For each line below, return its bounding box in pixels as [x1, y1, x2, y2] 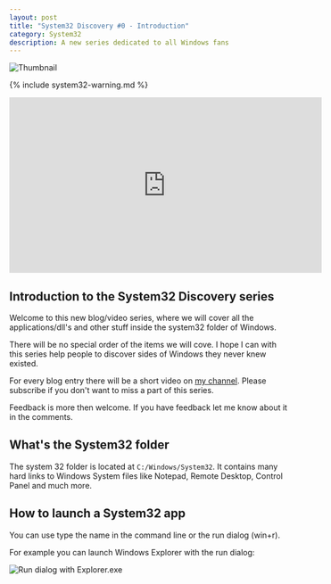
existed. [9, 358, 38, 369]
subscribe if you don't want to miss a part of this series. [9, 385, 214, 396]
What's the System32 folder [9, 438, 170, 453]
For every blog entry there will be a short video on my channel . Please [9, 375, 267, 386]
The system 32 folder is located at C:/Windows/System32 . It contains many [9, 461, 278, 472]
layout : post [9, 12, 58, 22]
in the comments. [9, 412, 73, 423]
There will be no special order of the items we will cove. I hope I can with [9, 340, 277, 350]
